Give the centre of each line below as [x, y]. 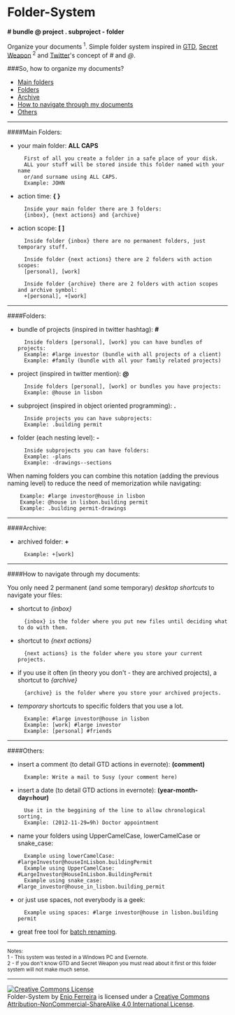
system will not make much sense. [49, 970]
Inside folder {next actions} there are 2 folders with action [118, 260]
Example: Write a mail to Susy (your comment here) [101, 777]
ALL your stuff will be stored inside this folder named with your [124, 165]
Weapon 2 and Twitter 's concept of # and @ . [71, 55]
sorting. [30, 817]
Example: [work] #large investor [73, 725]
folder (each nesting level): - [58, 438]
